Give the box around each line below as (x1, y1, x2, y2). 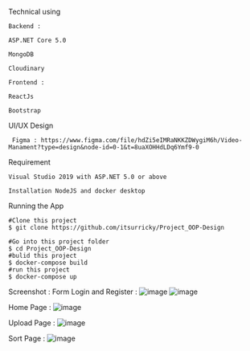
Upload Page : (8, 318, 55, 328)
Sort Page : (8, 333, 46, 343)
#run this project (8, 266, 70, 274)
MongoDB (8, 51, 35, 59)
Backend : (8, 22, 42, 31)
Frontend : (8, 79, 45, 87)
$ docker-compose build (8, 259, 88, 267)
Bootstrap (8, 107, 42, 115)
